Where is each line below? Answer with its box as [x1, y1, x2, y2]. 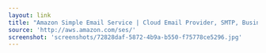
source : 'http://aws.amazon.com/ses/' [8, 26, 136, 34]
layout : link [8, 11, 51, 19]
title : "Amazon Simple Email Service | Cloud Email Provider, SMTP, [8, 19, 239, 26]
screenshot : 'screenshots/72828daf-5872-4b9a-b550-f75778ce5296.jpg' [8, 33, 243, 41]
